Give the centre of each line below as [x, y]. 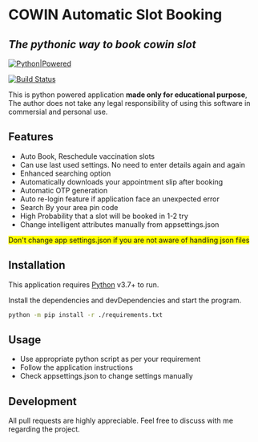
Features [31, 137]
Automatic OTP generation [64, 190]
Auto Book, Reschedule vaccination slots [87, 156]
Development [43, 401]
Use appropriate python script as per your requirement [110, 359]
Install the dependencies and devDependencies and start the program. [125, 300]
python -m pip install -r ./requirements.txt [85, 314]
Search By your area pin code [69, 207]
